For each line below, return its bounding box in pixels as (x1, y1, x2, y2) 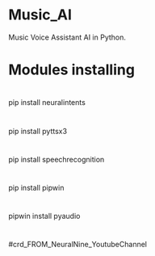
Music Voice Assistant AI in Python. (8, 32, 127, 42)
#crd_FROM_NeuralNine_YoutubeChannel (8, 240, 148, 250)
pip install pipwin (8, 183, 65, 192)
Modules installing (8, 61, 136, 79)
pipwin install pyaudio (8, 212, 81, 221)
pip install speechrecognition (8, 154, 105, 164)
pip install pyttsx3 (8, 126, 67, 136)
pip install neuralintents (8, 98, 86, 107)
